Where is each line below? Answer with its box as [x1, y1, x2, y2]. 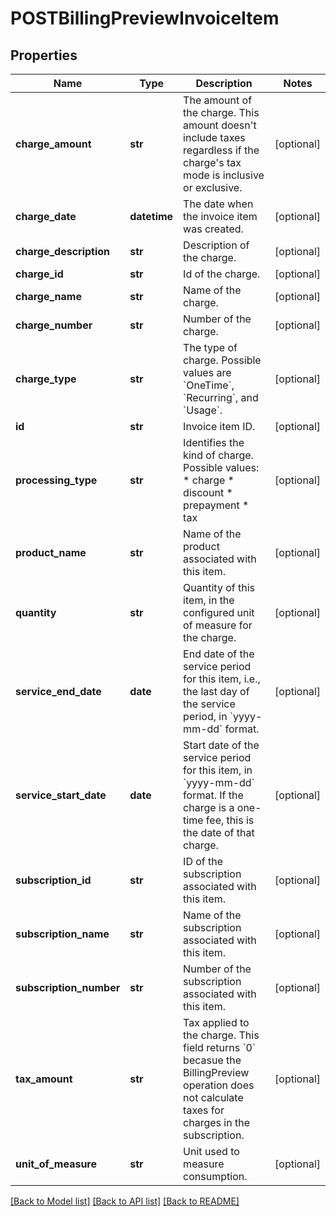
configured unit [183, 606, 255, 619]
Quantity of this [183, 581, 256, 594]
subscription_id [15, 873, 92, 887]
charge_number [15, 318, 93, 332]
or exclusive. [183, 181, 243, 194]
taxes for [183, 1103, 225, 1117]
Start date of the [183, 738, 260, 752]
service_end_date [15, 685, 102, 698]
